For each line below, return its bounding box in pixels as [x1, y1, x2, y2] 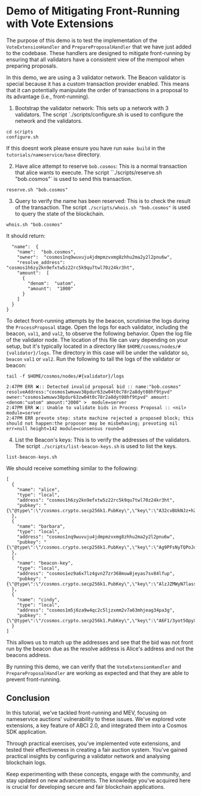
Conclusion [6, 693, 50, 703]
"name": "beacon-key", [17, 560, 74, 566]
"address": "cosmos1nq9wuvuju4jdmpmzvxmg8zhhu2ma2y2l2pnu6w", [17, 534, 175, 540]
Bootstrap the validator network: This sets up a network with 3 [14, 104, 169, 111]
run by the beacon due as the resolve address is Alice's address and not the [6, 645, 194, 652]
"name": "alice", [17, 486, 60, 492]
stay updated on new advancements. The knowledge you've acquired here [6, 777, 191, 784]
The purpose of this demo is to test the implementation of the [6, 37, 157, 44]
